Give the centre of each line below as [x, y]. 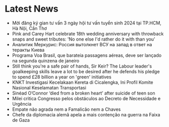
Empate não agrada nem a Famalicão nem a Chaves [66, 109]
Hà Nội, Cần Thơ [29, 28]
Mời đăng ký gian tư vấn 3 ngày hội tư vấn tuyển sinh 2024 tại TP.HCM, [87, 23]
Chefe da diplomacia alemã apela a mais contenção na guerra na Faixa [86, 114]
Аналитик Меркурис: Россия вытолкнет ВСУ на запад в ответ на [82, 44]
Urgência [22, 104]
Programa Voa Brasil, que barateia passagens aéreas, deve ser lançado [87, 55]
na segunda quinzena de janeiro [46, 60]
